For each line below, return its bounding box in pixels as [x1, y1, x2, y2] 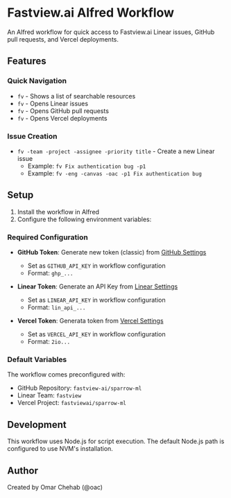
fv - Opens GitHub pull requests [17, 106, 110, 115]
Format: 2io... [27, 338, 71, 346]
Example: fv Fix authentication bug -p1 [27, 162, 146, 170]
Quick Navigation [7, 76, 67, 86]
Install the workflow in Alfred [17, 207, 99, 216]
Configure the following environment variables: [17, 215, 152, 223]
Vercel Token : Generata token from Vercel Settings [17, 317, 164, 325]
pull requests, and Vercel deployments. [7, 35, 119, 43]
